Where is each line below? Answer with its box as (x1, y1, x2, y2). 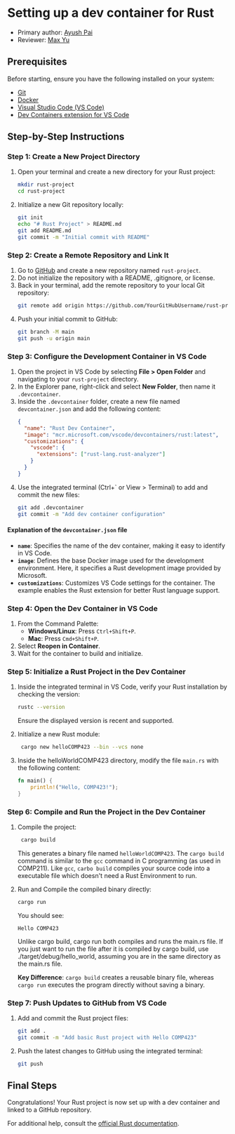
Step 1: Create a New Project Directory (7, 152, 140, 162)
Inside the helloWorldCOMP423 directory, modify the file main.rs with (17, 756, 219, 765)
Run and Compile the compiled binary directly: (17, 885, 152, 893)
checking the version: (17, 690, 81, 698)
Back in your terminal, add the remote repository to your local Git (17, 281, 205, 289)
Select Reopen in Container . (17, 642, 100, 650)
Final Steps (7, 1080, 58, 1092)
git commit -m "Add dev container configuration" (17, 511, 166, 518)
